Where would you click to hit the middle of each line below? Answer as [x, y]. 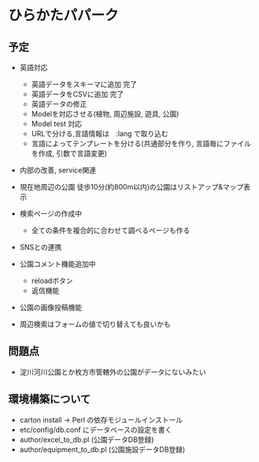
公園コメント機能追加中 [57, 264]
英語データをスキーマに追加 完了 [84, 84]
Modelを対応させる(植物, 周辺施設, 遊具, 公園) [105, 114]
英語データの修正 [59, 104]
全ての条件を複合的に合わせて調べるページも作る [111, 230]
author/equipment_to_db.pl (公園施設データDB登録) [102, 449]
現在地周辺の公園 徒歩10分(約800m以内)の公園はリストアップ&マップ [131, 187]
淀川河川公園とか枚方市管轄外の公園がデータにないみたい [113, 372]
